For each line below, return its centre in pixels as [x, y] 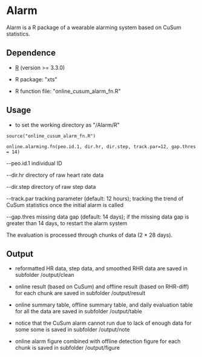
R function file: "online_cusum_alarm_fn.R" [68, 91]
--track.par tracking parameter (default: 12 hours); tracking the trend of [95, 199]
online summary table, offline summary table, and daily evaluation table [104, 305]
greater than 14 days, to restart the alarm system [67, 223]
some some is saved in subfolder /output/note [72, 330]
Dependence [31, 53]
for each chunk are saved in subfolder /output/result [80, 293]
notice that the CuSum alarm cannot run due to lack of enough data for [103, 323]
